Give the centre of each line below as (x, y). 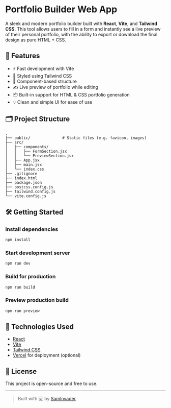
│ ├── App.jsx (22, 160)
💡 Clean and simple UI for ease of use (52, 102)
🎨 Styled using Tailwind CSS (42, 76)
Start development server (38, 253)
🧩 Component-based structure (45, 81)
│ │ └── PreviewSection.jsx (39, 156)
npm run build (20, 287)
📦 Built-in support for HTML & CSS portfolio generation (71, 94)
